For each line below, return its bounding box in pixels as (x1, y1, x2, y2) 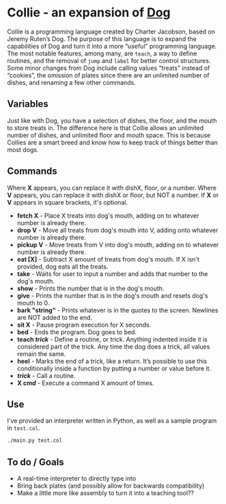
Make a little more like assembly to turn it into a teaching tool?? (16, 489, 195, 497)
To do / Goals (7, 456, 64, 468)
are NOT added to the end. (16, 313, 93, 321)
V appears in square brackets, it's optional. (7, 198, 128, 206)
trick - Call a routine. (16, 371, 76, 379)
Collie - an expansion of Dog (7, 5, 171, 21)
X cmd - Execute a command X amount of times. (16, 379, 155, 387)
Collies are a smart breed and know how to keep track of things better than (7, 138, 218, 147)
